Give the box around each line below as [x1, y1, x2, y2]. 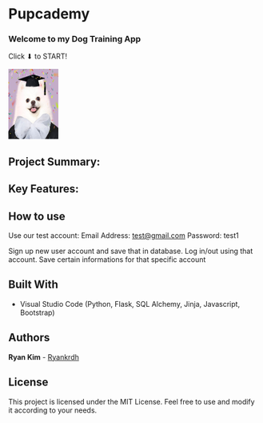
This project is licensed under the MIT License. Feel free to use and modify [8, 397, 255, 406]
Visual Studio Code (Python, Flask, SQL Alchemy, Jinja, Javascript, [19, 299, 241, 308]
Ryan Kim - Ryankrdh [8, 352, 80, 361]
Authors [8, 331, 50, 344]
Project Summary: [8, 155, 101, 168]
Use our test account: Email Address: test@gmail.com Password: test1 [8, 231, 239, 240]
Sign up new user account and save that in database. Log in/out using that [8, 246, 253, 256]
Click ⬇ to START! [8, 51, 68, 61]
